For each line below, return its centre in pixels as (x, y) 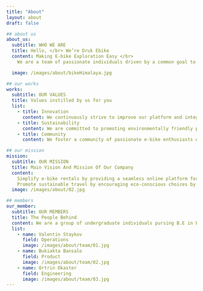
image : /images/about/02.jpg (48, 190)
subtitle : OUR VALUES (39, 95)
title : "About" (25, 12)
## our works (23, 84)
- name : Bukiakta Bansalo (50, 251)
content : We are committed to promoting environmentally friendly (108, 128)
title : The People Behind (44, 217)
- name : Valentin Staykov (50, 234)
